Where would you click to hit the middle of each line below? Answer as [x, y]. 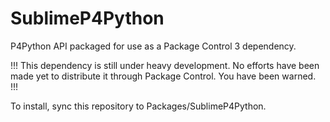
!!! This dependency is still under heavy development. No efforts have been [165, 65]
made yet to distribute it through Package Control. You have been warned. [163, 76]
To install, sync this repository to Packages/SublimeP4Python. [138, 106]
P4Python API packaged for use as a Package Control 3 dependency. [153, 46]
